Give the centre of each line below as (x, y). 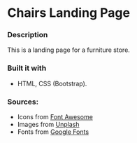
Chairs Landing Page (69, 13)
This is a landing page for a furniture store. (69, 50)
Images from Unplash (48, 125)
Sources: (23, 102)
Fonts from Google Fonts (53, 132)
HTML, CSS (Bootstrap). (52, 83)
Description (28, 35)
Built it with (27, 68)
